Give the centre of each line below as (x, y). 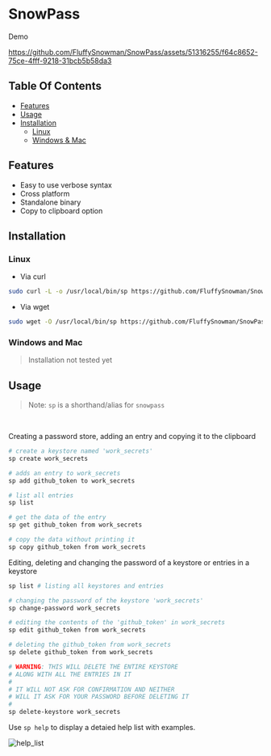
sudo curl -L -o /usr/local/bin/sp (68, 292)
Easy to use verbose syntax (66, 185)
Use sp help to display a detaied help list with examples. (102, 728)
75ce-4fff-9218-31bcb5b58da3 (60, 61)
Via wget (35, 307)
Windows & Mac (59, 140)
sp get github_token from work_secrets (75, 525)
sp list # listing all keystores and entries (86, 586)
